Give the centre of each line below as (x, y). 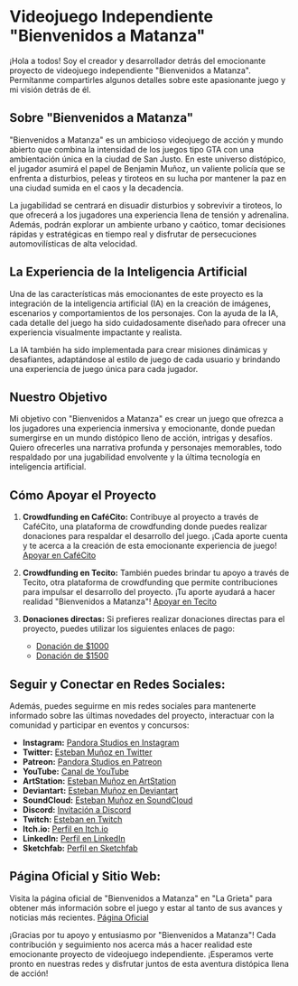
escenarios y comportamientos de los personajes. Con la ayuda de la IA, (144, 312)
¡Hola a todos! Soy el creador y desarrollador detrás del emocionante (138, 60)
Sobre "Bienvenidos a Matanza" (102, 118)
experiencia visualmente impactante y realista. (96, 332)
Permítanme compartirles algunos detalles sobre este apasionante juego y (148, 79)
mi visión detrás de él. (51, 89)
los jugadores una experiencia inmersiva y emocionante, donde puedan (142, 428)
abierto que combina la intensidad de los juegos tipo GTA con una (132, 149)
